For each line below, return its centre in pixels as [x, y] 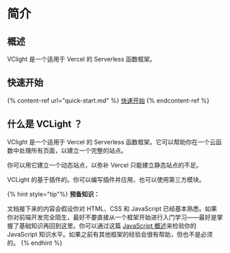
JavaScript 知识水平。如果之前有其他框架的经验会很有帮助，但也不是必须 [110, 234]
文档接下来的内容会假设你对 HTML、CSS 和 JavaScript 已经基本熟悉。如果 [112, 209]
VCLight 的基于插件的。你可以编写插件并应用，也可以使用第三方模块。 [106, 179]
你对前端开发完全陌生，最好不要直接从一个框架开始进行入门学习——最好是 [112, 217]
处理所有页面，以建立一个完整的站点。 [73, 150]
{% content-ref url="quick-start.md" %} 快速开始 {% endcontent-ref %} [108, 101]
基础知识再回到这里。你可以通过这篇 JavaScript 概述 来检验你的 [108, 226]
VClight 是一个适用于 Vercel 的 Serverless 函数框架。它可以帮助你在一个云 [112, 142]
